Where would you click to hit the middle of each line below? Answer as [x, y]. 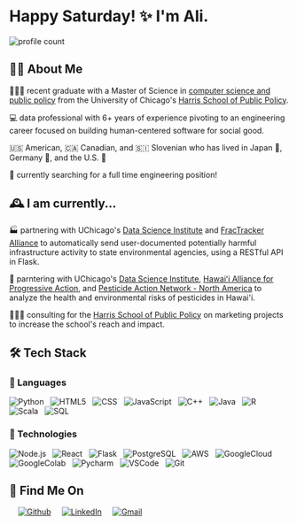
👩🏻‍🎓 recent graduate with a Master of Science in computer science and [140, 90]
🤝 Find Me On [47, 490]
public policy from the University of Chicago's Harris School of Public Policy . [149, 100]
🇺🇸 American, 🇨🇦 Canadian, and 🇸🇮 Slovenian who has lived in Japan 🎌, [146, 147]
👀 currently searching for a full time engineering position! [113, 174]
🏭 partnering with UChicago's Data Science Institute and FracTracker [137, 230]
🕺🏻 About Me [46, 69]
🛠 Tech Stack [48, 353]
